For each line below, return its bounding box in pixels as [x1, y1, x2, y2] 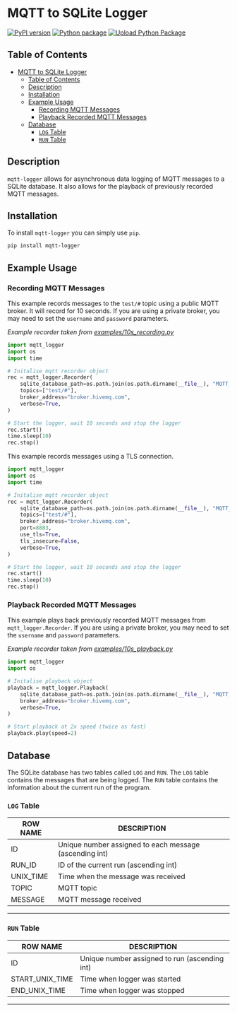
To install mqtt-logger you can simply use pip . [7, 228, 141, 237]
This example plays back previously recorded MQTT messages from [7, 616, 206, 625]
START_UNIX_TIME [11, 974, 73, 984]
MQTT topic [57, 883, 97, 893]
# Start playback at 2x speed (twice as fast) [7, 723, 147, 731]
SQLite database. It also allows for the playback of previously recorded [7, 182, 214, 190]
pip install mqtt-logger [7, 242, 80, 249]
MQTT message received [57, 895, 142, 905]
